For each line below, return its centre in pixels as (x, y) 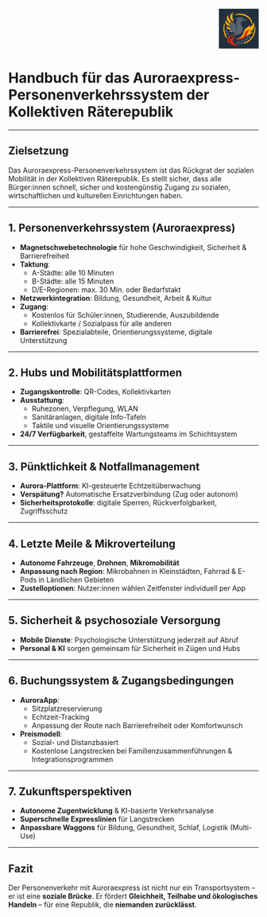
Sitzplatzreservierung (67, 708)
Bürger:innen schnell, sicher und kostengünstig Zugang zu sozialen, (119, 187)
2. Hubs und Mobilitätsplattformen (95, 372)
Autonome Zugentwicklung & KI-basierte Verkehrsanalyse (117, 811)
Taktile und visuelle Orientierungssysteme (100, 426)
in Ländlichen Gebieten (76, 579)
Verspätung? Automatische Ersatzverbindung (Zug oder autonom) (129, 494)
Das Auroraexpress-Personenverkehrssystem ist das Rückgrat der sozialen (131, 170)
